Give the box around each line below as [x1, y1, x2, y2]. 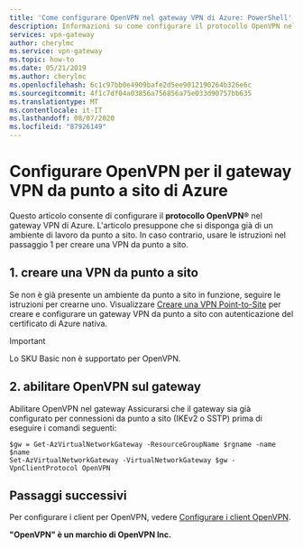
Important [9, 335, 46, 346]
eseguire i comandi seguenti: [9, 422, 117, 433]
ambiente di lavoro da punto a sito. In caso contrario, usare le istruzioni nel [9, 229, 287, 240]
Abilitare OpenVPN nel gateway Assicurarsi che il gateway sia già [9, 403, 252, 414]
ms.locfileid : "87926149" [9, 123, 106, 132]
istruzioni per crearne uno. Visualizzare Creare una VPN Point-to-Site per [9, 299, 281, 310]
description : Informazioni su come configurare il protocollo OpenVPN [9, 22, 280, 31]
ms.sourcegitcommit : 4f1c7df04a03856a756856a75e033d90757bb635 [9, 88, 252, 98]
